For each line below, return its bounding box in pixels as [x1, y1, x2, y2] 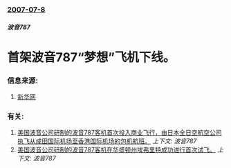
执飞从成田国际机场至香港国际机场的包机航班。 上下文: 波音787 [17, 137, 197, 145]
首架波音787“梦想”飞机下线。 [7, 50, 176, 65]
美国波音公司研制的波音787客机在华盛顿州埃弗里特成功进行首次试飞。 [17, 146, 216, 154]
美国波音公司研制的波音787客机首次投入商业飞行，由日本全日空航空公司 [17, 129, 223, 137]
